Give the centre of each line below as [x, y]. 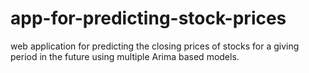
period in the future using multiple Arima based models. [125, 56]
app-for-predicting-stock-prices [148, 18]
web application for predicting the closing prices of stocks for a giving [155, 46]
